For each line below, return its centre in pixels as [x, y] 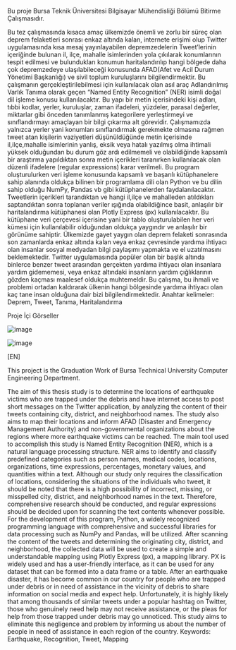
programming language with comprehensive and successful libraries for [112, 526]
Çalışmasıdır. [26, 18]
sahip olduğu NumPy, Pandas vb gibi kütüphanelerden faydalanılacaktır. [111, 189]
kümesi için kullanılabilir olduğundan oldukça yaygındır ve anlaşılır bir [107, 227]
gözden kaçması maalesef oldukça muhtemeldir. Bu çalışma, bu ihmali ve [113, 279]
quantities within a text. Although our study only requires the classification [115, 474]
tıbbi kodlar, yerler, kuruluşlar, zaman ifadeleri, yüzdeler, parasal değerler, [114, 107]
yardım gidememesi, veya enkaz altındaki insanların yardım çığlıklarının [110, 272]
